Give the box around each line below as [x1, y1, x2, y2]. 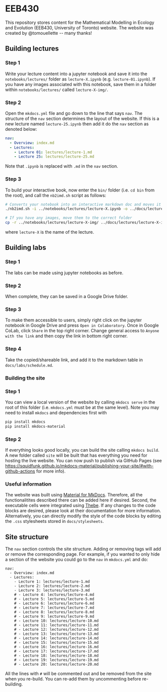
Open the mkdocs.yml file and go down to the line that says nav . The [5, 110, 143, 116]
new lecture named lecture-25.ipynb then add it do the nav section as [5, 120, 149, 127]
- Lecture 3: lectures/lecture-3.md [14, 588, 90, 593]
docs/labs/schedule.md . [5, 362, 54, 368]
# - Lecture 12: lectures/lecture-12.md [14, 627, 99, 632]
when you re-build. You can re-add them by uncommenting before [5, 676, 142, 682]
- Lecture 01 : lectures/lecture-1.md [14, 150, 92, 155]
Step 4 [5, 345, 21, 352]
